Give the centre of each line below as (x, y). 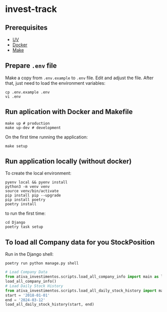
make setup (16, 146)
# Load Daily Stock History (34, 286)
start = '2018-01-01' (28, 295)
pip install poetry (25, 200)
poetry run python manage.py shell (42, 263)
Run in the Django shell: (29, 254)
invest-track (31, 9)
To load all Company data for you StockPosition (80, 242)
